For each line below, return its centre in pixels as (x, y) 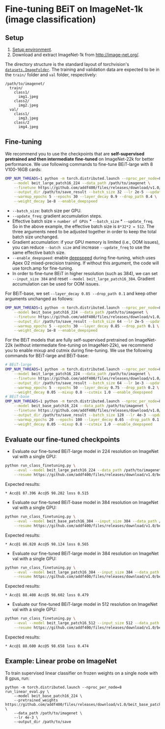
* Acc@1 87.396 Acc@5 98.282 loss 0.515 (47, 493)
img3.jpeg (28, 118)
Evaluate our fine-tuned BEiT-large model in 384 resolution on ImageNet (85, 553)
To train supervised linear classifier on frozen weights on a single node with (82, 673)
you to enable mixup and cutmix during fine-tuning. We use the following (79, 350)
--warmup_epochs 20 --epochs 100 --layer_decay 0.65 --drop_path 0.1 (87, 419)
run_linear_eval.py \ (27, 692)
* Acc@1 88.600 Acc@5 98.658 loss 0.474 (47, 646)
